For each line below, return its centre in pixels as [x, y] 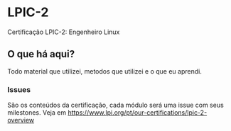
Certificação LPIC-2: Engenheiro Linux [64, 32]
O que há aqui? [41, 54]
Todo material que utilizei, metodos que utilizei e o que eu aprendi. [105, 71]
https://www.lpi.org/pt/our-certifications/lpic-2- [137, 113]
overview [21, 120]
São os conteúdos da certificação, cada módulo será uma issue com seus [116, 105]
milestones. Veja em [37, 113]
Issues [19, 89]
